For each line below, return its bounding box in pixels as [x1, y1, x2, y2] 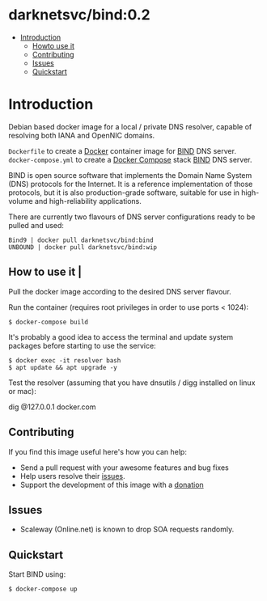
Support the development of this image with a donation [19, 480, 204, 489]
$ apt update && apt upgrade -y [8, 363, 117, 371]
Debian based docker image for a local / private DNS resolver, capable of [8, 121, 252, 131]
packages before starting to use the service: [8, 341, 156, 350]
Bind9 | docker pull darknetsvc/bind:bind [8, 236, 154, 244]
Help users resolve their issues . [19, 471, 125, 480]
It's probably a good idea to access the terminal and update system [8, 332, 233, 341]
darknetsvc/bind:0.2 [8, 6, 151, 24]
